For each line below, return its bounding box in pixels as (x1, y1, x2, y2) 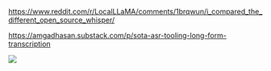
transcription (8, 39, 51, 49)
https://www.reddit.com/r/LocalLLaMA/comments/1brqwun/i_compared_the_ (8, 7, 263, 16)
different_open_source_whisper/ (8, 15, 115, 25)
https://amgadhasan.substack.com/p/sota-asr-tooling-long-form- (8, 31, 227, 40)
